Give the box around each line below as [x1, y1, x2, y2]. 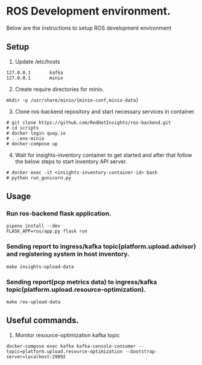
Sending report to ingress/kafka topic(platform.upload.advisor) [6, 242, 197, 251]
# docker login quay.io [6, 130, 66, 136]
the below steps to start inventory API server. [14, 157, 128, 165]
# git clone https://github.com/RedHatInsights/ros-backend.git [6, 119, 171, 125]
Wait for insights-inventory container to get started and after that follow [14, 151, 192, 159]
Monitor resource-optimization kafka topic [14, 331, 121, 338]
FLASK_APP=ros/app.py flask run [6, 228, 87, 234]
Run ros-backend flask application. [6, 209, 112, 218]
